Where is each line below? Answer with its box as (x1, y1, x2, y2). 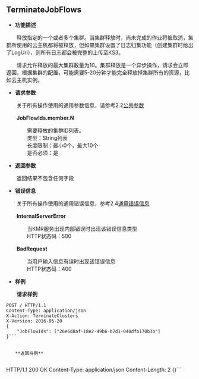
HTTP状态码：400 (26, 265, 72, 272)
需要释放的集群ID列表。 (26, 127, 84, 134)
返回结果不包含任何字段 (16, 174, 74, 181)
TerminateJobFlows (6, 5, 82, 15)
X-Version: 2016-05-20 (6, 318, 62, 324)
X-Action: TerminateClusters (6, 312, 78, 319)
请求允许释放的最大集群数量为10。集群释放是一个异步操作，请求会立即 (16, 61, 189, 68)
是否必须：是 (26, 149, 58, 156)
